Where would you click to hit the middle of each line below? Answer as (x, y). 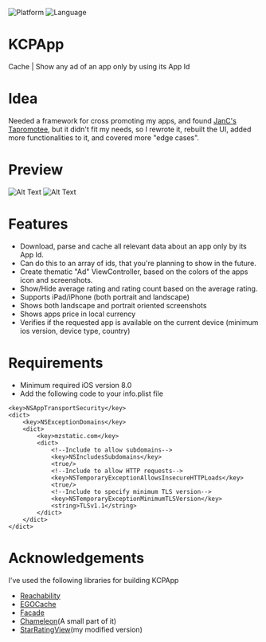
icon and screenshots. (56, 280)
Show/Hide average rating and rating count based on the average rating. (139, 288)
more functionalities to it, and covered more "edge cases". (104, 137)
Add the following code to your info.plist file (91, 393)
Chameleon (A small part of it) (68, 620)
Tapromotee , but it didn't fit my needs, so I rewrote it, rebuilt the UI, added (130, 129)
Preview (36, 170)
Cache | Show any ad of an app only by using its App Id (99, 66)
